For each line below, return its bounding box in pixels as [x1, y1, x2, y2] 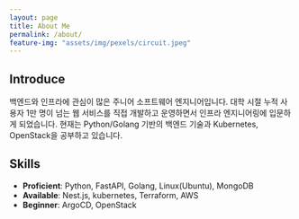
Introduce [9, 71, 66, 86]
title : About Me [9, 22, 70, 31]
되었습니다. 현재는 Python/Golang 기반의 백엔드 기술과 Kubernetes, [18, 118, 258, 130]
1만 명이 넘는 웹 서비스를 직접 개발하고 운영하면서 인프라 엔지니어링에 [25, 108, 267, 118]
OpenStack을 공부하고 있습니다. [9, 130, 123, 141]
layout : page [9, 13, 59, 22]
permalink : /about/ [9, 30, 83, 39]
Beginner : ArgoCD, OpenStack [22, 199, 137, 210]
